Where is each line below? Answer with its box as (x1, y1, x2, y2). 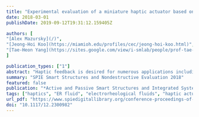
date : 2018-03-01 (6, 14, 49, 20)
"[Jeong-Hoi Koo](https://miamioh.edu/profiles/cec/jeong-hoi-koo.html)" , (6, 42, 195, 48)
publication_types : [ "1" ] (6, 63, 70, 69)
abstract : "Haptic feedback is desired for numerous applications (6, 69, 174, 75)
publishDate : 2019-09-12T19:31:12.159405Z (6, 20, 113, 26)
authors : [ (6, 30, 33, 36)
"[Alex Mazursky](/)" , (6, 36, 62, 42)
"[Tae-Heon (6, 47, 33, 53)
